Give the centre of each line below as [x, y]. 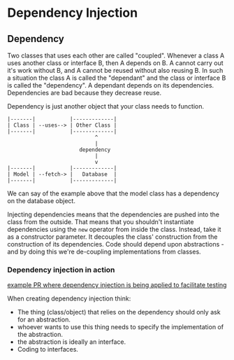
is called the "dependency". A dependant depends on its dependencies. [111, 85]
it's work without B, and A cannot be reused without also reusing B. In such [115, 70]
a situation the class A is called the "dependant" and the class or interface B [117, 78]
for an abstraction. [44, 319]
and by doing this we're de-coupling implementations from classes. [104, 251]
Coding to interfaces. [48, 349]
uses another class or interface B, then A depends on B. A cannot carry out [115, 63]
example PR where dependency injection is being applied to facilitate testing [117, 285]
